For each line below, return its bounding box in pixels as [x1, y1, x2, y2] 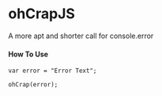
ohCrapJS [8, 5, 75, 23]
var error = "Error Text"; [8, 67, 97, 75]
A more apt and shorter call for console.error [8, 31, 154, 40]
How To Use [8, 49, 49, 59]
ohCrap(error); [8, 81, 58, 89]
